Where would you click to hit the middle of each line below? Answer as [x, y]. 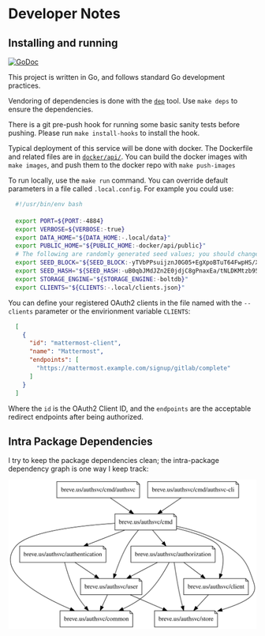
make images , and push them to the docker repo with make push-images [122, 165]
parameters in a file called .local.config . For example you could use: [121, 189]
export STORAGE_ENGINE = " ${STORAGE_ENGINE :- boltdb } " [102, 279]
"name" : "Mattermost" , [66, 352]
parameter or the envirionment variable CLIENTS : [113, 311]
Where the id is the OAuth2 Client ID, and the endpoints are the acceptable [130, 408]
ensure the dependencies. [50, 109]
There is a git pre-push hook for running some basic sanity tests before [124, 124]
